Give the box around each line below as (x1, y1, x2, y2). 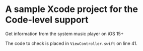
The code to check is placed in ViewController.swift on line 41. (5, 40, 137, 46)
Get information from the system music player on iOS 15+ (5, 30, 124, 36)
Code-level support (5, 14, 89, 25)
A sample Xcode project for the (5, 3, 138, 15)
